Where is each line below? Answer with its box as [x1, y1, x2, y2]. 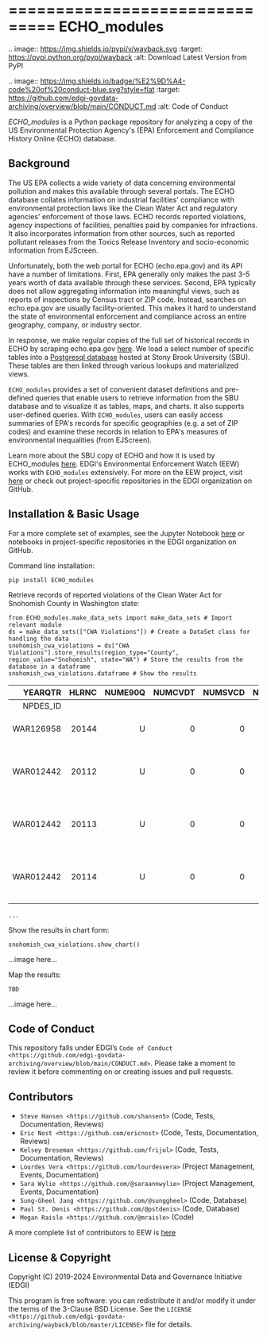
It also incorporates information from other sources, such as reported [8, 228, 236, 238]
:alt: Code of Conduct [157, 101, 229, 111]
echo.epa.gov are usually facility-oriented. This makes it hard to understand [8, 303, 257, 312]
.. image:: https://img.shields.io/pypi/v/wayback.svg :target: [8, 44, 203, 53]
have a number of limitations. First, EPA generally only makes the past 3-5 [8, 269, 250, 279]
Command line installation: [8, 561, 95, 570]
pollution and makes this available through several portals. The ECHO [8, 186, 235, 195]
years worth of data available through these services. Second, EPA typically [8, 277, 257, 287]
